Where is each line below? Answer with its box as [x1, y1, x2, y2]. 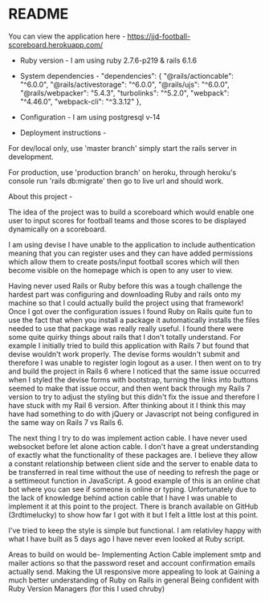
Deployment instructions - [19, 128, 107, 137]
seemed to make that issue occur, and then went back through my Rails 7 [8, 383, 251, 393]
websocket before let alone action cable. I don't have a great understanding [8, 441, 259, 451]
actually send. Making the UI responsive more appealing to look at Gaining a [8, 566, 260, 576]
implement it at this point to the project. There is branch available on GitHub [8, 501, 259, 511]
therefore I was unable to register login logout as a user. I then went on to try [8, 358, 262, 367]
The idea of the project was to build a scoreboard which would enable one [8, 206, 255, 217]
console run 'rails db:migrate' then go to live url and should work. [8, 176, 224, 186]
